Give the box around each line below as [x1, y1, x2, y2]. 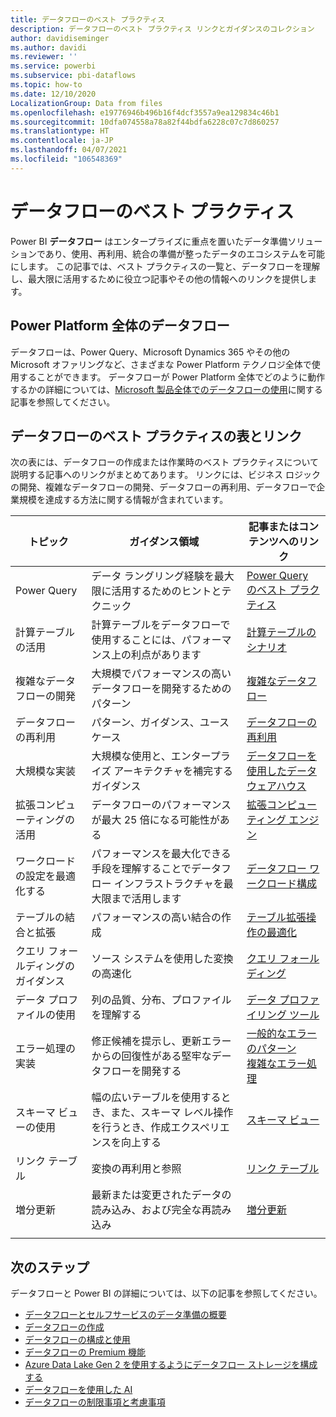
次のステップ [10, 1259, 90, 1276]
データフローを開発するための [91, 682, 232, 696]
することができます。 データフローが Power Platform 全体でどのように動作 [18, 371, 326, 383]
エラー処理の [15, 1042, 77, 1056]
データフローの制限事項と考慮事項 [24, 1396, 166, 1408]
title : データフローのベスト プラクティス [10, 14, 166, 25]
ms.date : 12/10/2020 [10, 89, 97, 99]
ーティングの [15, 813, 76, 827]
